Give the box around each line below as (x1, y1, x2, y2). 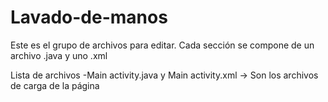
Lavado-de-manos (10, 6, 168, 29)
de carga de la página (10, 79, 100, 91)
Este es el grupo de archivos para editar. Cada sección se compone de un (10, 39, 315, 51)
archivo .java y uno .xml (10, 49, 108, 61)
